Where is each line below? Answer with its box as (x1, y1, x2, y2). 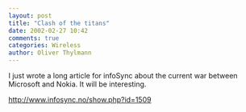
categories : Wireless (8, 42, 81, 50)
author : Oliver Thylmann (8, 49, 92, 57)
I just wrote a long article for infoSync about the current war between (8, 71, 238, 80)
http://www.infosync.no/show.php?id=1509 (8, 95, 152, 104)
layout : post (8, 11, 52, 20)
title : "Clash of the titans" (8, 19, 110, 27)
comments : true (8, 34, 60, 42)
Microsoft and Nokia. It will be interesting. (8, 79, 147, 89)
